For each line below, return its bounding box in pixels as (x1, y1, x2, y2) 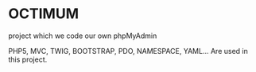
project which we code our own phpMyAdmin (8, 31, 157, 40)
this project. (8, 55, 48, 64)
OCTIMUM (8, 5, 80, 23)
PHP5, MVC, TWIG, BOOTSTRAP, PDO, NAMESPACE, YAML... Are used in (8, 46, 248, 55)
